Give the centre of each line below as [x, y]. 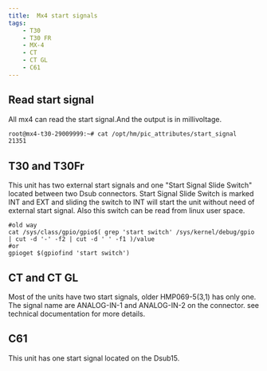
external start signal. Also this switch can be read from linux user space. [127, 211]
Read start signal [51, 100]
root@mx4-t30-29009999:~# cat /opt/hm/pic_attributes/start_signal [123, 134]
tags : [17, 23]
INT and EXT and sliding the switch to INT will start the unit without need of [132, 202]
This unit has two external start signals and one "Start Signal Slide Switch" [130, 185]
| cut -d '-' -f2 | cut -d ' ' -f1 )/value [82, 239]
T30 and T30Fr [47, 166]
